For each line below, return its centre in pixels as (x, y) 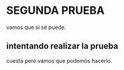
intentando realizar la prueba (62, 46)
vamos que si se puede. (36, 27)
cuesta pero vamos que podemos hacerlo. (59, 60)
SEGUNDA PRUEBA (56, 11)
